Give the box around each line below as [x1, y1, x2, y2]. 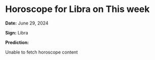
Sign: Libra [5, 29, 29, 35]
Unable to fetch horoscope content [5, 49, 78, 55]
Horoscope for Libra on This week [5, 3, 150, 15]
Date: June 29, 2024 [5, 20, 49, 26]
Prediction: [5, 39, 29, 45]
